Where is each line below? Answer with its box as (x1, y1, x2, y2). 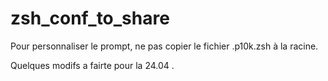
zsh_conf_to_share (10, 7, 170, 30)
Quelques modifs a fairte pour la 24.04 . (10, 59, 175, 71)
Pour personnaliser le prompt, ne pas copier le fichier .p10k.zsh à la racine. (10, 40, 319, 52)
